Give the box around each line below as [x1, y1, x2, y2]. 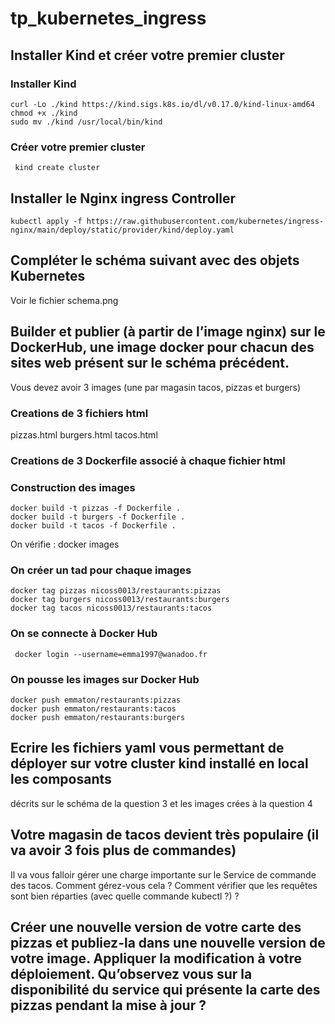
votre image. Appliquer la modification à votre [10, 950, 302, 967]
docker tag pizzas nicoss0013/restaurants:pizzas [10, 586, 222, 596]
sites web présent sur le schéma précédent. [10, 355, 290, 372]
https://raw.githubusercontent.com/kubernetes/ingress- [86, 216, 325, 226]
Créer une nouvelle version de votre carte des [10, 919, 302, 936]
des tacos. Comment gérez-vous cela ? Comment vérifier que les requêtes [10, 879, 318, 891]
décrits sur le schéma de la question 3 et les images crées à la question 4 [10, 797, 313, 809]
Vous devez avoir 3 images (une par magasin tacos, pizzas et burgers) [10, 381, 302, 393]
